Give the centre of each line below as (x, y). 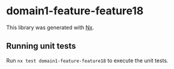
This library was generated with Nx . (50, 27)
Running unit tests (41, 46)
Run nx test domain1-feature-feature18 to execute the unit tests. (87, 60)
